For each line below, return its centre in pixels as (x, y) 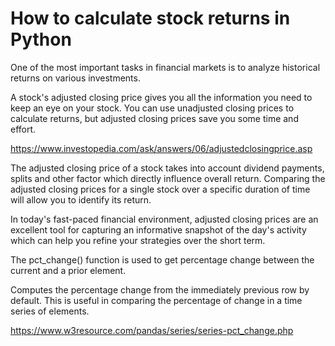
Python (41, 39)
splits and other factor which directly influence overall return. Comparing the (168, 178)
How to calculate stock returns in (150, 18)
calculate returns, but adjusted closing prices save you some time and (154, 118)
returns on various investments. (75, 78)
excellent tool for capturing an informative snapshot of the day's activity (158, 229)
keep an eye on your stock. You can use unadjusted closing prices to (152, 108)
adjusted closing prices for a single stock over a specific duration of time (160, 189)
